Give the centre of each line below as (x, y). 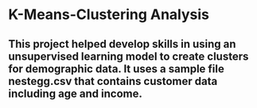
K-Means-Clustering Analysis (109, 15)
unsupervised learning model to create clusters (128, 56)
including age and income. (76, 93)
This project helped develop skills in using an (122, 44)
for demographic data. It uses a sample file (116, 69)
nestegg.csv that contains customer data (113, 81)
